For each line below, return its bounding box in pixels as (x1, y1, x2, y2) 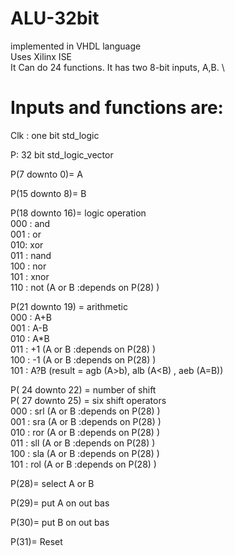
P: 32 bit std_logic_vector (10, 148, 114, 161)
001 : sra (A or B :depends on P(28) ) (10, 415, 162, 427)
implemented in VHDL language (10, 40, 142, 52)
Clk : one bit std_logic (10, 129, 100, 141)
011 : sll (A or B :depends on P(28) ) (10, 437, 156, 449)
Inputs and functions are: (10, 97, 224, 119)
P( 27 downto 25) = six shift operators (10, 394, 167, 406)
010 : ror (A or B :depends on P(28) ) (10, 426, 160, 438)
